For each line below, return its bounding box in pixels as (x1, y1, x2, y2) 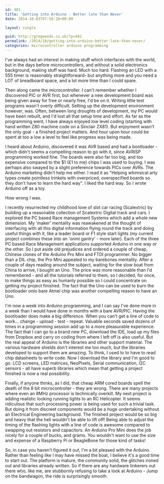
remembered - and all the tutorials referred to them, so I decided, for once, (5, 272, 156, 278)
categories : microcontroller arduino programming (5, 43, 109, 48)
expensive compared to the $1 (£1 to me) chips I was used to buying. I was (5, 159, 155, 165)
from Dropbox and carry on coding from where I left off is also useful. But (5, 334, 153, 340)
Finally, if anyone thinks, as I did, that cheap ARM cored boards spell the (5, 380, 151, 386)
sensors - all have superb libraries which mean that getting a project (5, 365, 143, 371)
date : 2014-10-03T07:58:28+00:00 (5, 16, 73, 21)
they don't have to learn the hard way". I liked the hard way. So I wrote (5, 180, 147, 186)
